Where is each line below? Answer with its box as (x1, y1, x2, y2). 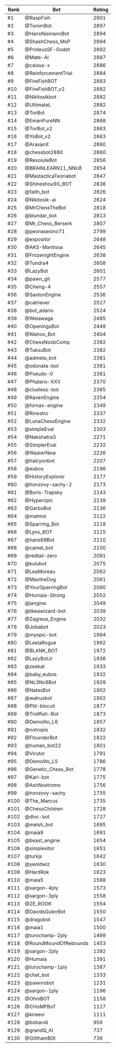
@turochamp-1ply (25, 964, 68, 970)
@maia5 (25, 877, 43, 883)
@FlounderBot (25, 735, 58, 741)
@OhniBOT (25, 995, 50, 1002)
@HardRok (25, 869, 49, 875)
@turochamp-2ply (25, 932, 68, 938)
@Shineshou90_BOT (25, 181, 72, 187)
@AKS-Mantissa (25, 244, 63, 250)
